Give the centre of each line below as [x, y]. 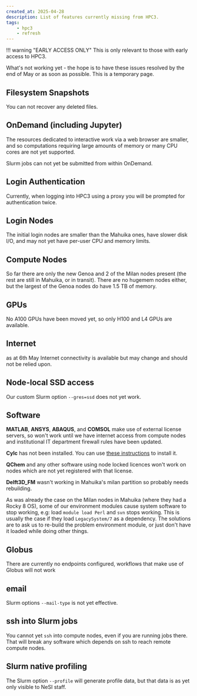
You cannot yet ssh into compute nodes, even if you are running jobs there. [97, 635]
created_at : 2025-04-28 [35, 11]
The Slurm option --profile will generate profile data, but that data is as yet [98, 681]
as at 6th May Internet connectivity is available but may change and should [97, 358]
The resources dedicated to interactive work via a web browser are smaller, [98, 139]
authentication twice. [31, 202]
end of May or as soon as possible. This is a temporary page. [80, 74]
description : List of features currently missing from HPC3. [83, 17]
